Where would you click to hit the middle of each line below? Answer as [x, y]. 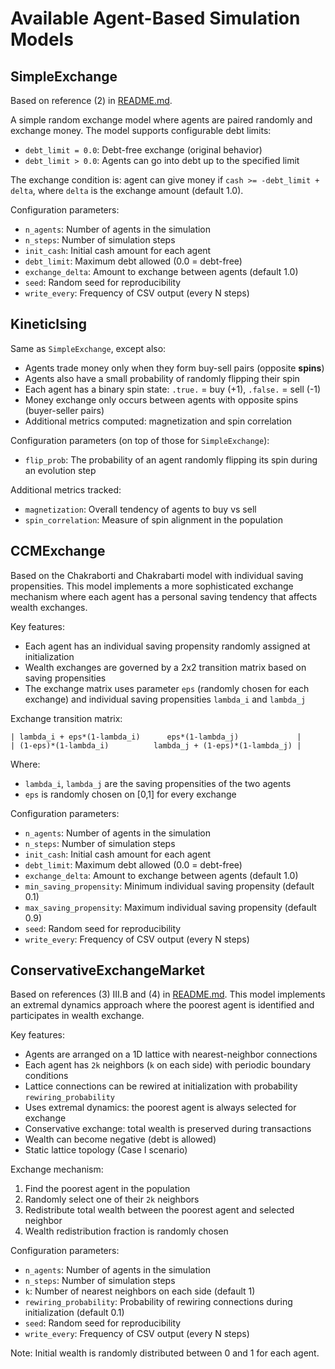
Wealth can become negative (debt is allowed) [120, 1139]
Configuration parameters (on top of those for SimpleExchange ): [140, 440]
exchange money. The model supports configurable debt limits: [141, 130]
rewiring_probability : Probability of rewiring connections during [158, 1302]
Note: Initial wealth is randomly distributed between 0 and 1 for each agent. [165, 1353]
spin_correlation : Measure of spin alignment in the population [153, 519]
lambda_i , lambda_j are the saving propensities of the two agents [158, 783]
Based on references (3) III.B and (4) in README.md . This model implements [168, 994]
